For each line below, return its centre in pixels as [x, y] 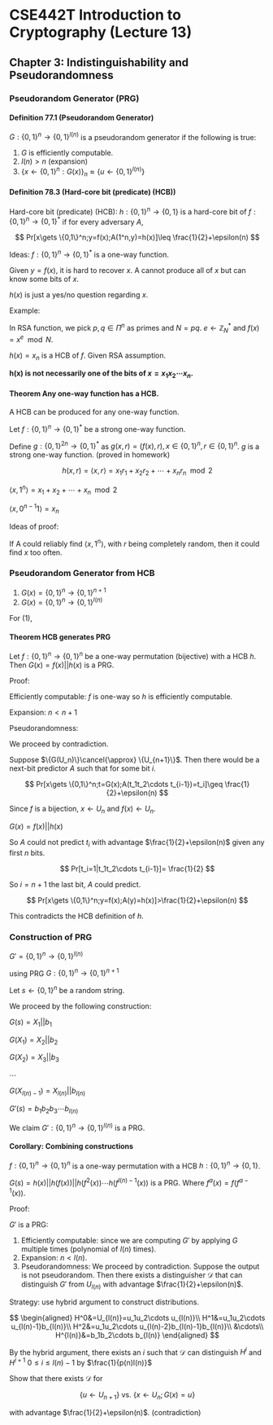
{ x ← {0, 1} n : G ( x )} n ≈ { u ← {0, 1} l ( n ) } [83, 172]
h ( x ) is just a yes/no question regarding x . [79, 294]
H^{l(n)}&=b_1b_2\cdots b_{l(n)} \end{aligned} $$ [137, 1335]
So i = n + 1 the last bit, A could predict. [75, 884]
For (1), [21, 618]
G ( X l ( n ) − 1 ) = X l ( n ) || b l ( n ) [48, 1092]
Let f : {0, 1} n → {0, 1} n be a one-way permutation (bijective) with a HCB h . [133, 656]
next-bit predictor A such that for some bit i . [83, 768]
